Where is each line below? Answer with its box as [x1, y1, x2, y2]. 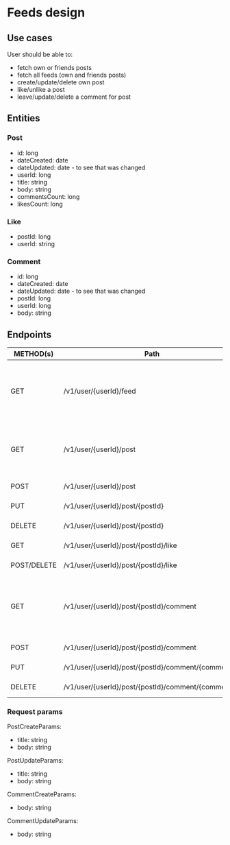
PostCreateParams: [7, 722, 62, 731]
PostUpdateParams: [7, 757, 64, 765]
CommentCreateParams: [7, 790, 77, 798]
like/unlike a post [16, 86, 65, 93]
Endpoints [7, 329, 52, 340]
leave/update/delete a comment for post [16, 93, 131, 101]
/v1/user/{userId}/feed [63, 386, 136, 396]
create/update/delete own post [16, 78, 105, 86]
